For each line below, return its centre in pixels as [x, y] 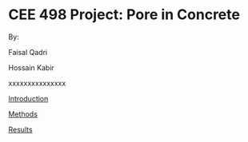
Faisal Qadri [28, 52]
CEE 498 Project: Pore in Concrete [124, 15]
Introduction [28, 98]
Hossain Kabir [31, 67]
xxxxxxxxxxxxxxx [37, 83]
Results [21, 129]
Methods [23, 114]
